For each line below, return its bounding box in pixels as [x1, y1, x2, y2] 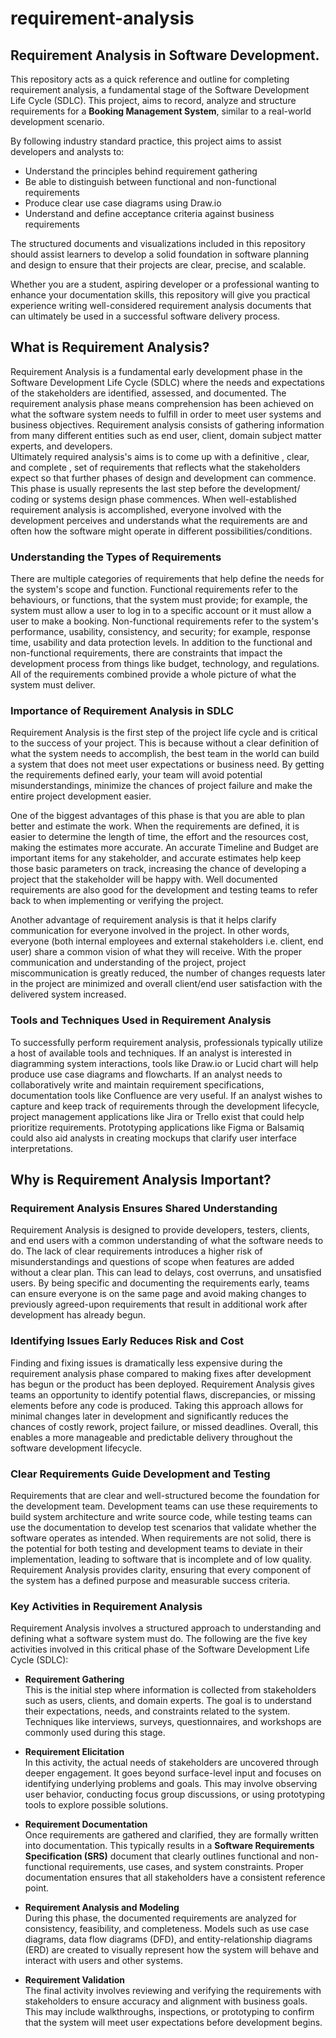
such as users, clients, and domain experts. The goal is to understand [24, 1695, 312, 1707]
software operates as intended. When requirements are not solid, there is [10, 1532, 312, 1544]
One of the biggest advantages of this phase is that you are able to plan [10, 810, 306, 822]
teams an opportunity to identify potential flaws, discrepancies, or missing [10, 1388, 316, 1401]
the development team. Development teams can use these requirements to [10, 1500, 318, 1512]
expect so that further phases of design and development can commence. [10, 472, 317, 484]
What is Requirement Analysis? [10, 339, 210, 356]
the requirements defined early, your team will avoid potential [10, 769, 263, 781]
